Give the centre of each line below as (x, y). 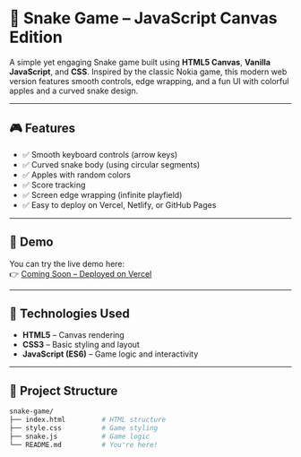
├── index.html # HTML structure (88, 420)
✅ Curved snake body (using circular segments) (111, 164)
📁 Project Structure (64, 390)
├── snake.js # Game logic (80, 436)
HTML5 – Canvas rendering (73, 335)
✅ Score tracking (54, 185)
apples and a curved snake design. (74, 91)
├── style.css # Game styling (84, 428)
